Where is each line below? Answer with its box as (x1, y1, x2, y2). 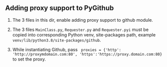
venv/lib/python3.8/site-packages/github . (12, 37, 101, 43)
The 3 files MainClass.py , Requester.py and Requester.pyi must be (12, 27, 149, 33)
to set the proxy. (12, 56, 46, 62)
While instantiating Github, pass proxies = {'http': (12, 46, 122, 52)
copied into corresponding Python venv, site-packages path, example (12, 32, 156, 37)
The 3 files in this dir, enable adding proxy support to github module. (12, 17, 154, 23)
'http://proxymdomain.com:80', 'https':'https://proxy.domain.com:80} (12, 52, 163, 57)
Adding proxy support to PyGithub (5, 4, 114, 12)
